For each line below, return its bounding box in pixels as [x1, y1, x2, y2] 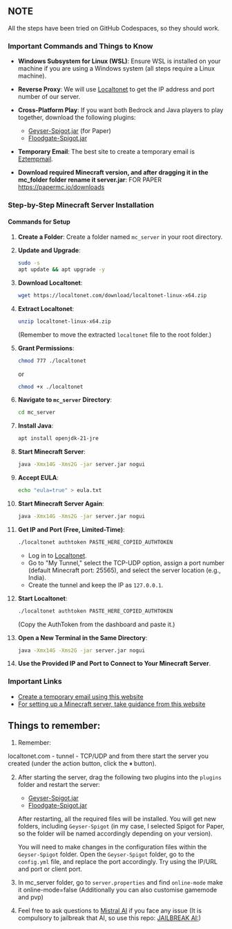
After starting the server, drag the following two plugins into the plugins [17, 772, 222, 781]
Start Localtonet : [17, 594, 68, 602]
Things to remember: [8, 720, 101, 732]
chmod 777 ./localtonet [17, 357, 87, 364]
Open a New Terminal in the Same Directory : [17, 633, 148, 642]
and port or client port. [17, 865, 82, 873]
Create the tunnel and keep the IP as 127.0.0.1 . [28, 581, 164, 589]
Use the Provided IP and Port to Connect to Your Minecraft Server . [17, 660, 211, 668]
